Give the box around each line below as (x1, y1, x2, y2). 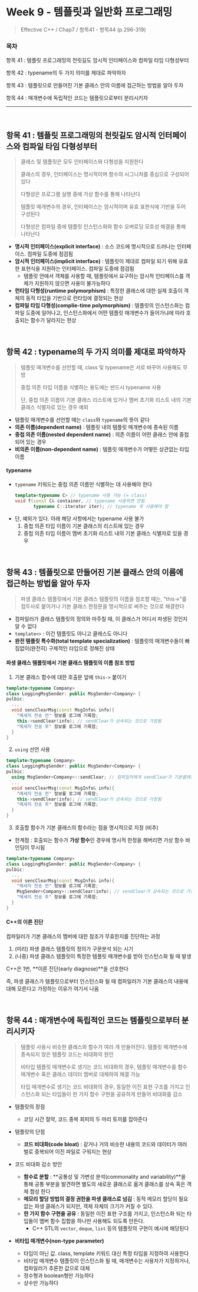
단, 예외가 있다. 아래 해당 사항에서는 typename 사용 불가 (14, 514, 144, 522)
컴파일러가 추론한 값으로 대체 (23, 1264, 90, 1271)
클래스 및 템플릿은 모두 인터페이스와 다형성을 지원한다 (20, 158, 144, 165)
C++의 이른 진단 (6, 919, 44, 926)
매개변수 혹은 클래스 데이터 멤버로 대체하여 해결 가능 (20, 1070, 140, 1077)
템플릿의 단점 (14, 1128, 45, 1135)
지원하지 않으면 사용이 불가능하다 (34, 280, 111, 287)
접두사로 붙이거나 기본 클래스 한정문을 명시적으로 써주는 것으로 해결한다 (20, 602, 184, 609)
